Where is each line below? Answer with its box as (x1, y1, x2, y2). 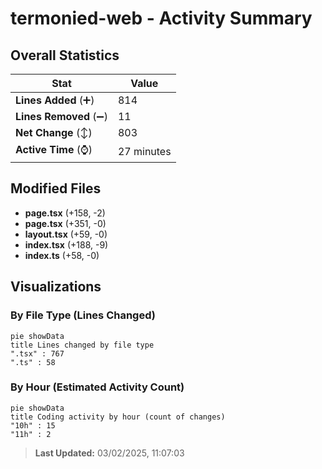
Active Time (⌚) (15, 143, 93, 156)
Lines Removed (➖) (15, 110, 108, 123)
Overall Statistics (10, 47, 120, 64)
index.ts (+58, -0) (24, 249, 100, 261)
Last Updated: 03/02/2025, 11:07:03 (34, 447, 185, 459)
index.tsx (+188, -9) (24, 238, 109, 251)
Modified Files (10, 180, 102, 197)
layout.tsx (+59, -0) (24, 228, 108, 240)
